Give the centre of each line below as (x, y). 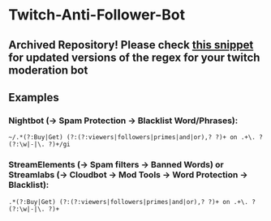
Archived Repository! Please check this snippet (131, 45)
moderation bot (48, 70)
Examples (34, 98)
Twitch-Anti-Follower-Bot (97, 15)
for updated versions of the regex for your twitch (134, 57)
